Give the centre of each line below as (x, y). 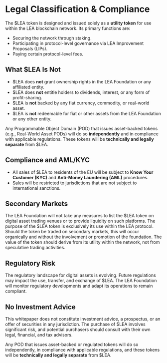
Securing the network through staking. (52, 38)
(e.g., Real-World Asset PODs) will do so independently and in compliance (82, 134)
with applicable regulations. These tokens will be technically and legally (80, 139)
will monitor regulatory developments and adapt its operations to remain (79, 286)
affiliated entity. (28, 87)
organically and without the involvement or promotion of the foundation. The (83, 237)
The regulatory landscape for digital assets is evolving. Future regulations (81, 275)
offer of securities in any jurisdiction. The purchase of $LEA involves (75, 324)
